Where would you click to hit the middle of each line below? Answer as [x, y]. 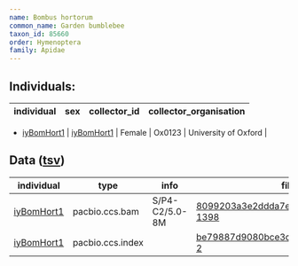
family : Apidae [37, 51]
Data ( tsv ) [37, 160]
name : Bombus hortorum [51, 17]
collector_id [114, 111]
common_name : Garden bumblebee [67, 26]
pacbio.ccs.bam [106, 211]
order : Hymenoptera [45, 42]
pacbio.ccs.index [108, 242]
